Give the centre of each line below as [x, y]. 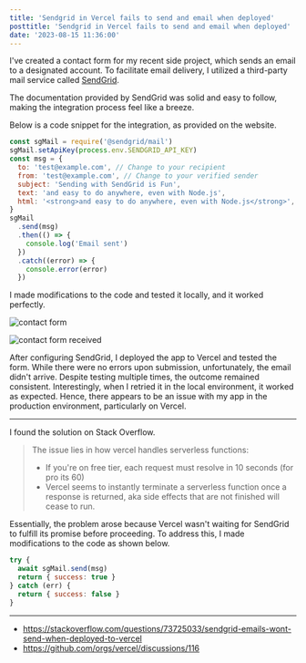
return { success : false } [69, 594]
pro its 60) [65, 477]
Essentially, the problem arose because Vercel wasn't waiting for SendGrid [149, 524]
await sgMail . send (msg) [62, 569]
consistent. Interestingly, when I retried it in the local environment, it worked [152, 387]
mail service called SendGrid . [65, 80]
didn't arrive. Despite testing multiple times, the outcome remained [134, 377]
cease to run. [70, 506]
